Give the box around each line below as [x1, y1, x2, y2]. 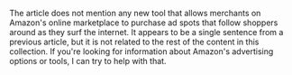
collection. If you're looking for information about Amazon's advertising [9, 46, 274, 57]
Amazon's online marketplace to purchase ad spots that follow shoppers [9, 17, 278, 28]
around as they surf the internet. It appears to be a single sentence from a [9, 27, 284, 37]
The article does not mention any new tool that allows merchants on [9, 8, 261, 18]
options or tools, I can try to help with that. [9, 56, 167, 66]
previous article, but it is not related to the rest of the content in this [9, 36, 260, 47]
